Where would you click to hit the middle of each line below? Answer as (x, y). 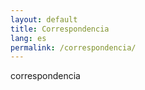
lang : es (28, 38)
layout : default (44, 19)
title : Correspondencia (60, 29)
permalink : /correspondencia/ (73, 47)
